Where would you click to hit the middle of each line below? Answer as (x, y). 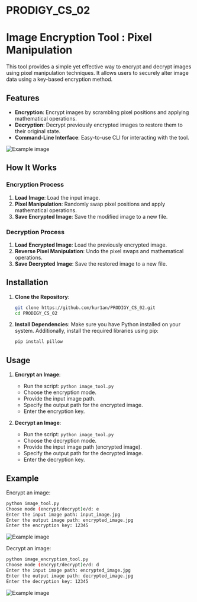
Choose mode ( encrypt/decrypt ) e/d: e (53, 509)
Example (22, 478)
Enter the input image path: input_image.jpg (63, 515)
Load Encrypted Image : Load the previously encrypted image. (91, 245)
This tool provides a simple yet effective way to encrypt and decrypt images (99, 67)
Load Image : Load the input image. (57, 197)
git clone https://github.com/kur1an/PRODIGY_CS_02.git (85, 308)
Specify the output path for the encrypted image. (83, 405)
